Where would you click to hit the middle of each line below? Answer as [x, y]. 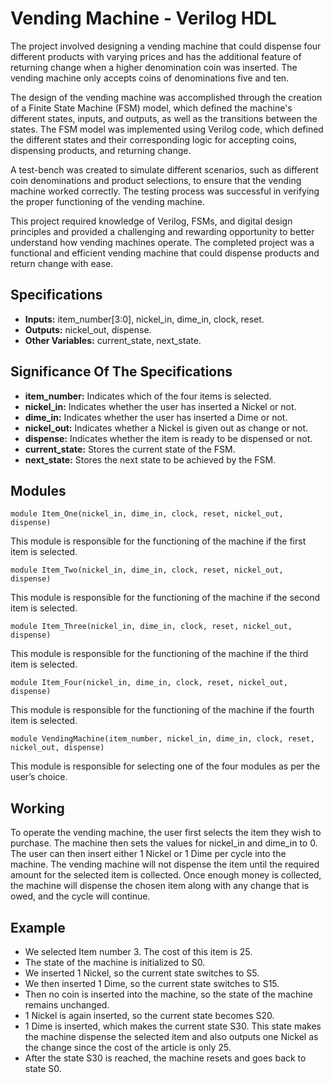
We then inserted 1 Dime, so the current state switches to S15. [152, 983]
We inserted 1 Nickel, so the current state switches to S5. [142, 973]
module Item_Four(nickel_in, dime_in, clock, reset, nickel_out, [149, 683]
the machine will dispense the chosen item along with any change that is [160, 886]
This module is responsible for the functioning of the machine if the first [158, 541]
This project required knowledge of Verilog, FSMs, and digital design [151, 221]
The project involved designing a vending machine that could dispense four [166, 46]
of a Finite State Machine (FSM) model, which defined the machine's [151, 108]
